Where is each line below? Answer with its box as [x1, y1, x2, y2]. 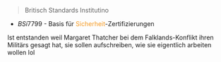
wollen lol [7, 49, 35, 56]
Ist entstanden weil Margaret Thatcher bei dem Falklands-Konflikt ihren [7, 33, 214, 42]
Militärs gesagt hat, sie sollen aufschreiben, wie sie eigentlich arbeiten [7, 41, 212, 49]
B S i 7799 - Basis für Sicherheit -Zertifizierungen [17, 20, 155, 27]
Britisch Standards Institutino [24, 6, 109, 14]
